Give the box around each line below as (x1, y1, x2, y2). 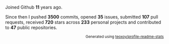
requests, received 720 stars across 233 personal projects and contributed (5, 19, 161, 25)
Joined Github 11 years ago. (5, 4, 63, 10)
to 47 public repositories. (5, 24, 57, 30)
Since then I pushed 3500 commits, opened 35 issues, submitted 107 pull (5, 14, 158, 19)
